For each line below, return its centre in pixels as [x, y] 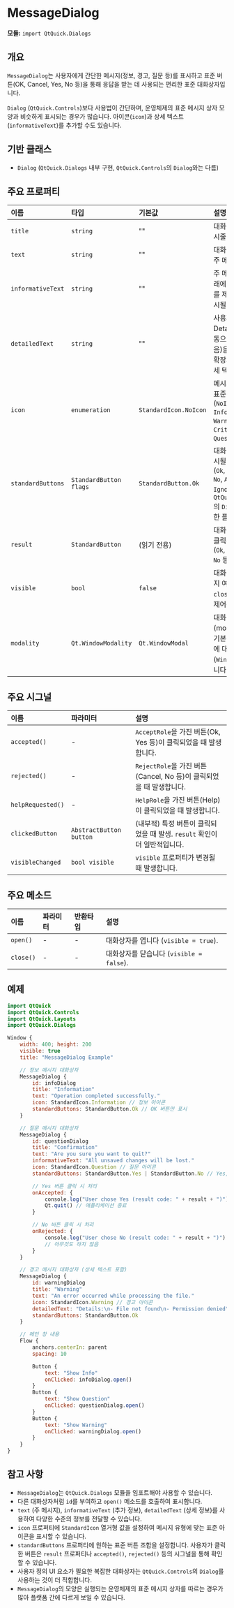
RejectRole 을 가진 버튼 [171, 766]
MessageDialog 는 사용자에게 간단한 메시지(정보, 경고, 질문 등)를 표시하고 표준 [111, 75]
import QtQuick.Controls [43, 1012]
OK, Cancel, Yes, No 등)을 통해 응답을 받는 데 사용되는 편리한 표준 [106, 84]
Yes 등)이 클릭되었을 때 [171, 743]
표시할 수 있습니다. [61, 1536]
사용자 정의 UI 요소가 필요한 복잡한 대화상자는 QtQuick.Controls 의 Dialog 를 [120, 1571]
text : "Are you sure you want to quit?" [92, 1154]
